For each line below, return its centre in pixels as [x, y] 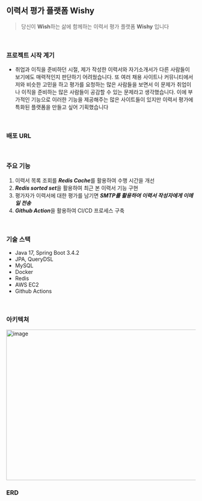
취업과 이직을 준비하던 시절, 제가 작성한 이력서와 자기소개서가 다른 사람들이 [103, 70]
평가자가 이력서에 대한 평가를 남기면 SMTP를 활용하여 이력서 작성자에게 [98, 195]
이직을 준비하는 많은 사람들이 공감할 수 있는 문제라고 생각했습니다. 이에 [104, 92]
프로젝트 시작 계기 [31, 55]
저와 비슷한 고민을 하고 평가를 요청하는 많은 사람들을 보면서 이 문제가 [95, 85]
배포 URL [19, 136]
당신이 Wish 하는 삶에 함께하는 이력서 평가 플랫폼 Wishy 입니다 [95, 26]
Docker [24, 272]
